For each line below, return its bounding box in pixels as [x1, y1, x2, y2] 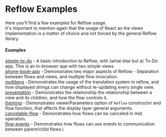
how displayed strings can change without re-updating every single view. [5, 84, 155, 90]
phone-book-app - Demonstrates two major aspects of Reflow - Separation [5, 68, 160, 75]
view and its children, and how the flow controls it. [5, 95, 108, 101]
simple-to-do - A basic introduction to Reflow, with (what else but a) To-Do [5, 58, 158, 64]
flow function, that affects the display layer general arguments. [5, 105, 133, 111]
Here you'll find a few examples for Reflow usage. [5, 20, 107, 26]
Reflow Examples [5, 3, 78, 15]
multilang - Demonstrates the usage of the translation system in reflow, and [5, 79, 159, 85]
